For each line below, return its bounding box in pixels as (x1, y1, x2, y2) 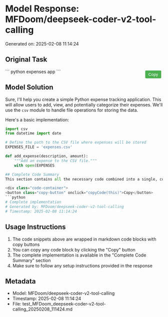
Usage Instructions (5, 223, 66, 231)
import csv (5, 126, 28, 131)
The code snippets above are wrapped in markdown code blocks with (12, 236, 156, 242)
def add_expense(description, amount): (5, 153, 88, 159)
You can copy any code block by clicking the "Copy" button (12, 246, 136, 252)
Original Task (5, 55, 47, 64)
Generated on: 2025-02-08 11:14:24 (5, 40, 79, 46)
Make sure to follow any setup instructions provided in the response (12, 262, 152, 268)
